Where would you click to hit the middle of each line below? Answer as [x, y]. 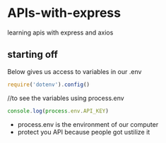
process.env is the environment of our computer [88, 124]
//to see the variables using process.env [66, 98]
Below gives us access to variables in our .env [75, 71]
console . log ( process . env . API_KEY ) [58, 111]
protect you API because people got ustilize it [84, 132]
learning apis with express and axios [60, 32]
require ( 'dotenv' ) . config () [49, 85]
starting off [33, 55]
